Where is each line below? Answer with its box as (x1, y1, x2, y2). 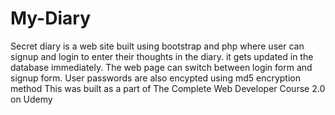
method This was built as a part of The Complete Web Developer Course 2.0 (10, 82, 326, 94)
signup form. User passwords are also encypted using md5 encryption (10, 72, 301, 84)
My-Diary (10, 7, 91, 30)
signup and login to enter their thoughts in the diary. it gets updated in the (10, 50, 314, 62)
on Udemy (10, 93, 53, 105)
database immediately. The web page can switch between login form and (10, 61, 313, 73)
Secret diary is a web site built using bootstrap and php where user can (10, 40, 305, 52)
